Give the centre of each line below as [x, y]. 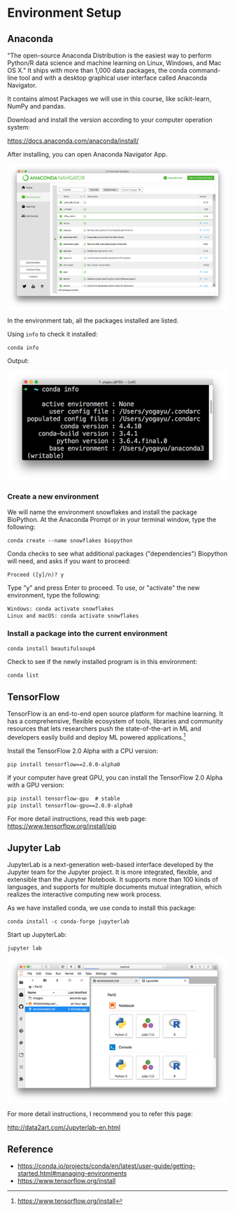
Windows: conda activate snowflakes [60, 609]
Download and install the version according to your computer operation [110, 120]
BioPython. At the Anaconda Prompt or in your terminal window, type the [112, 519]
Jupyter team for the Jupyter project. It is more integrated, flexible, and [109, 872]
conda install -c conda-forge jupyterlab [69, 922]
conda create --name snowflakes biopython [70, 540]
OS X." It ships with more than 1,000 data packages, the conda [97, 70]
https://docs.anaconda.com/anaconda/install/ [73, 141]
